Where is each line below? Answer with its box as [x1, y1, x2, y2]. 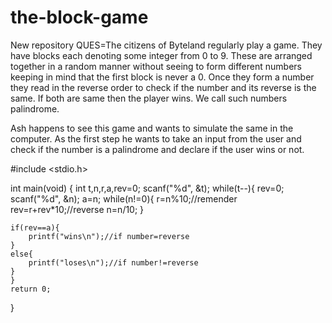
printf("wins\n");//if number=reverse [28, 231, 190, 241]
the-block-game [10, 6, 149, 29]
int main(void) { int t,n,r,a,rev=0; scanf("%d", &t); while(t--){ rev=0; [10, 182, 285, 194]
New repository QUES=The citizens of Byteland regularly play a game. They [10, 39, 323, 51]
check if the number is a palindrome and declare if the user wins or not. [10, 143, 305, 155]
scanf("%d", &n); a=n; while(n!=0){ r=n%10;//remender [10, 192, 238, 205]
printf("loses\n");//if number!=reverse [28, 257, 199, 268]
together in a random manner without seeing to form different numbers [10, 60, 302, 72]
